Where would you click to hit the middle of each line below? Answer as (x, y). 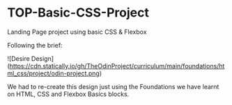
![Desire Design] (31, 58)
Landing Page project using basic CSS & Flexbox (77, 32)
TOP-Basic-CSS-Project (78, 13)
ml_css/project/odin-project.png (53, 73)
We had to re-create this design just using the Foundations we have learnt (113, 86)
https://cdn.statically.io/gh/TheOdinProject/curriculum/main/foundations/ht (117, 66)
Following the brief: (35, 45)
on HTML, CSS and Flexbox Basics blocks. (68, 94)
